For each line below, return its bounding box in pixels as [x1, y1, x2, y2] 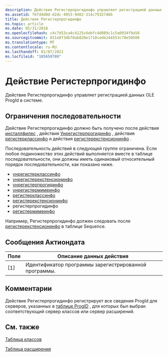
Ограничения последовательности [5, 112, 121, 120]
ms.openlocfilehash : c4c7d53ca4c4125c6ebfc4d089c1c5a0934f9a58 [5, 31, 140, 36]
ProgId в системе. [5, 97, 43, 103]
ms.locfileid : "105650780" [5, 54, 61, 59]
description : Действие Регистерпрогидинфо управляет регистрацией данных [5, 7, 162, 13]
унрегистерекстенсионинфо [12, 176, 73, 183]
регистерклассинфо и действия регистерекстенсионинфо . [5, 136, 131, 142]
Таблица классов [5, 336, 42, 342]
